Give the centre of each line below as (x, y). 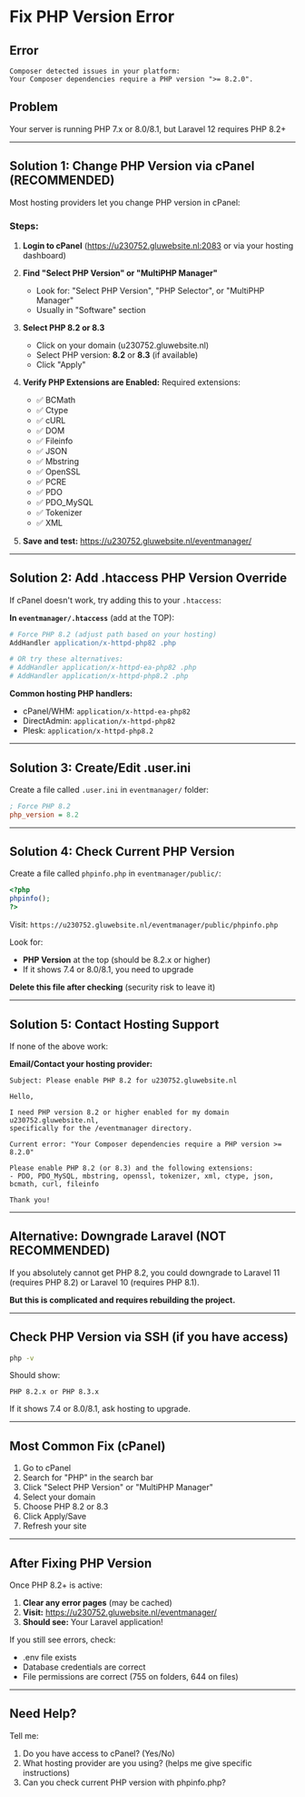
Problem (34, 107)
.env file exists (49, 1658)
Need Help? (43, 1714)
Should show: (35, 1376)
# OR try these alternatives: (67, 659)
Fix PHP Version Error (92, 17)
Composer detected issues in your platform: (95, 71)
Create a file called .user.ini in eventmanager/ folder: (109, 789)
